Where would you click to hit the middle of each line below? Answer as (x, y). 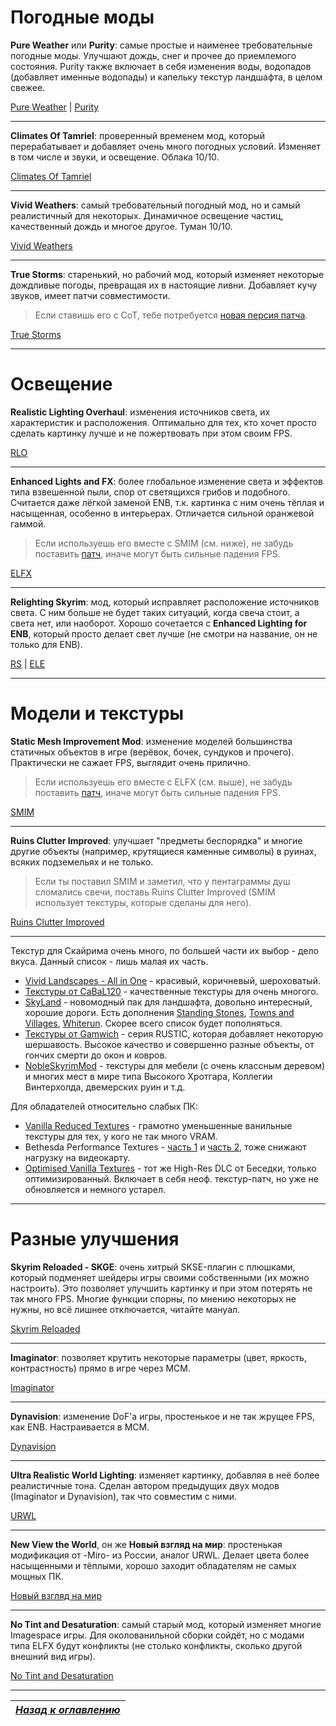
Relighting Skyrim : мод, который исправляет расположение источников (165, 602)
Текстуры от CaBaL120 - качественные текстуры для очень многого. (171, 991)
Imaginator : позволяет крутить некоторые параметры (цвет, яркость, (158, 1357)
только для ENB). (46, 644)
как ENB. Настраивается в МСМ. (80, 1427)
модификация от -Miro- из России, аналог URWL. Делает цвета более (160, 1555)
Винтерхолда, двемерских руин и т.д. (105, 1087)
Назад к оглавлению (68, 1709)
